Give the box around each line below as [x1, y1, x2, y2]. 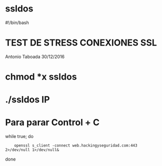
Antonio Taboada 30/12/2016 [5, 53, 65, 59]
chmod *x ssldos [5, 71, 77, 82]
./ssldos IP [5, 94, 50, 105]
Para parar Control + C [5, 117, 100, 128]
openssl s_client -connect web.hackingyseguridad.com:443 [14, 143, 137, 148]
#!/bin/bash [5, 19, 29, 25]
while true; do [5, 133, 34, 139]
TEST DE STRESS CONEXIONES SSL [5, 37, 157, 48]
